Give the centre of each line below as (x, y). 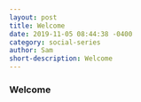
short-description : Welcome (61, 59)
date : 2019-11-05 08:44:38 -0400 (71, 34)
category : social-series (55, 42)
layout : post (33, 17)
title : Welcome (37, 26)
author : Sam (31, 51)
